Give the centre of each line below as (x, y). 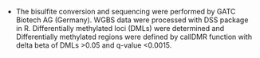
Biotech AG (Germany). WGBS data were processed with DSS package (132, 20)
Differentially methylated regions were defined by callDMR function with (134, 37)
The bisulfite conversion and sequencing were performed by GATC (126, 12)
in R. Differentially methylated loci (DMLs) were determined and (120, 28)
